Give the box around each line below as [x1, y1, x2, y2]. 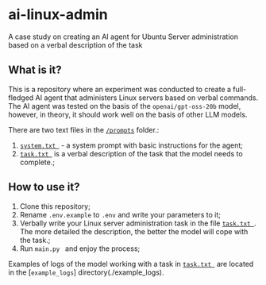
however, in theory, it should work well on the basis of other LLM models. [8, 110, 248, 119]
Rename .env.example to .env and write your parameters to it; [19, 210, 221, 219]
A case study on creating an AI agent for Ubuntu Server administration [8, 32, 238, 41]
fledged [8, 93, 34, 102]
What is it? [8, 64, 62, 77]
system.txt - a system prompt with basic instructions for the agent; [19, 141, 244, 150]
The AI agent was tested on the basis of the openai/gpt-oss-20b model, [8, 101, 241, 110]
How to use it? [8, 180, 80, 194]
